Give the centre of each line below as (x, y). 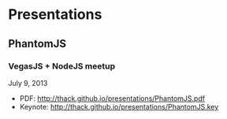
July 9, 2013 (28, 83)
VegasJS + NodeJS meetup (62, 66)
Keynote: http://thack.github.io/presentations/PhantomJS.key (119, 106)
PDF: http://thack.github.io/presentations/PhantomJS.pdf (112, 98)
